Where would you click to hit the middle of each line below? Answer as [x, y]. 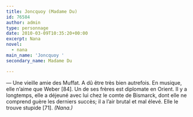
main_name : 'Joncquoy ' [35, 55]
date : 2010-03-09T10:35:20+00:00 [47, 34]
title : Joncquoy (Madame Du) [42, 11]
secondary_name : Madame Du [39, 61]
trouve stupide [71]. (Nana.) [39, 108]
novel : [14, 45]
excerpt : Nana [24, 39]
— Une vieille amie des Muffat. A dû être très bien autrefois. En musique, [94, 82]
